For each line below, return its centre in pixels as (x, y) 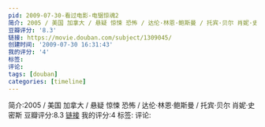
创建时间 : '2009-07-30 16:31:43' (61, 45)
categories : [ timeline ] (47, 81)
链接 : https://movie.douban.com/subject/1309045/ (90, 37)
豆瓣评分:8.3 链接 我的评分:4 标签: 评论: (87, 114)
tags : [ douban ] (33, 74)
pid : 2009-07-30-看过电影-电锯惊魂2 (64, 15)
